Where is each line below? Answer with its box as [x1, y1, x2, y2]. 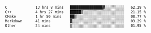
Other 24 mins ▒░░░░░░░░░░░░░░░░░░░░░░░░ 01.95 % [5, 23, 146, 28]
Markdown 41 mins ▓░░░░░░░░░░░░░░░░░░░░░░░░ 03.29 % [5, 18, 146, 23]
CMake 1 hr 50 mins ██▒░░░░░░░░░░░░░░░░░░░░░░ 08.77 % [5, 14, 146, 19]
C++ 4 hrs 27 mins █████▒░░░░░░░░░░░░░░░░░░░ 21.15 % [5, 9, 146, 15]
